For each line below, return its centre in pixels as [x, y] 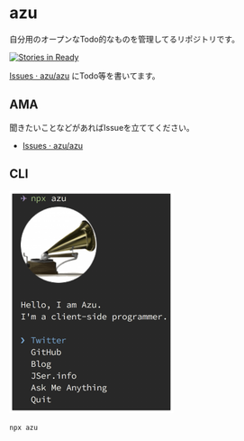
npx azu [24, 427]
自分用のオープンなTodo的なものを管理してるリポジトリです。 [125, 39]
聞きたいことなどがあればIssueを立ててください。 [102, 127]
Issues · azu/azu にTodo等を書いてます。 [85, 76]
